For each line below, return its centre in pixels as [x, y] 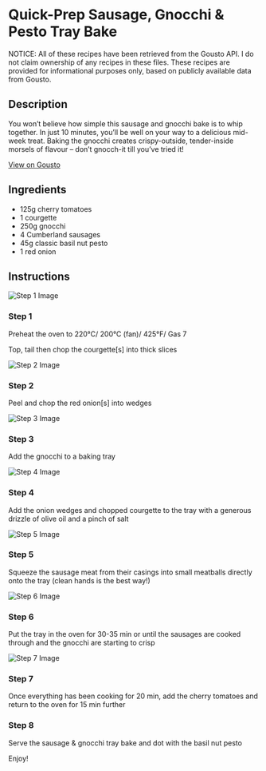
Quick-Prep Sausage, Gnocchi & [116, 15]
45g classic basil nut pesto [64, 243]
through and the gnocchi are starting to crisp [82, 643]
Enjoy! [19, 758]
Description [38, 104]
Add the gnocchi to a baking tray [62, 456]
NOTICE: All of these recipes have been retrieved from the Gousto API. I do [131, 54]
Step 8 [21, 725]
